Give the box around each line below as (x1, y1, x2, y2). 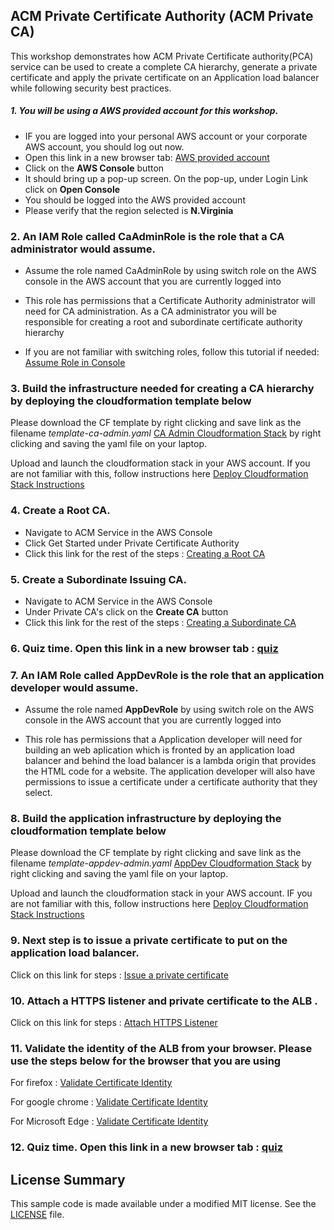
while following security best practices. (10, 82, 172, 94)
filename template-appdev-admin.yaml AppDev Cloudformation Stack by (10, 857, 312, 869)
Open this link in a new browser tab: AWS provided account (24, 151, 270, 163)
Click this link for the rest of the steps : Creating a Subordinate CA (24, 616, 297, 628)
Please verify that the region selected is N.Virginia (24, 204, 234, 216)
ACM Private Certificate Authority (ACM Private (10, 8, 314, 25)
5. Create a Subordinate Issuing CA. (10, 572, 187, 586)
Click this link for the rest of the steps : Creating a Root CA (24, 547, 266, 559)
